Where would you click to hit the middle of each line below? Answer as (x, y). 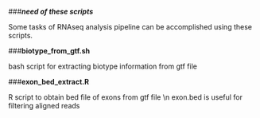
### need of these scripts (51, 12)
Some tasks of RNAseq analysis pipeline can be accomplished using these (130, 27)
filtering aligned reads (44, 106)
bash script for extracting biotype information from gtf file (103, 66)
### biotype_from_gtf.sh (49, 51)
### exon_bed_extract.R (49, 82)
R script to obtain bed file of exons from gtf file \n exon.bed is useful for (126, 97)
